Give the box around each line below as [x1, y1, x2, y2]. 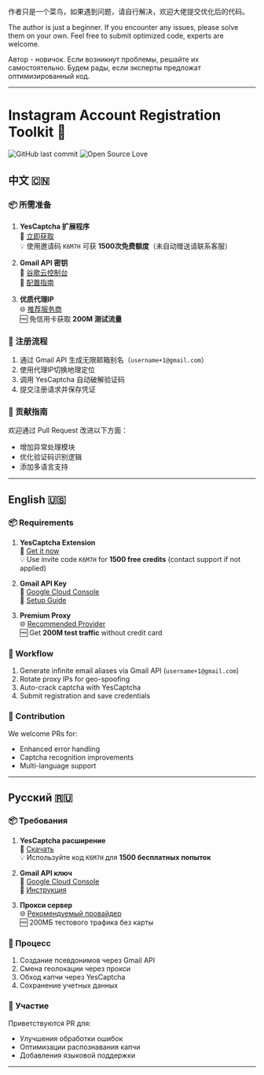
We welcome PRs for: [8, 728, 78, 738]
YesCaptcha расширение [19, 836, 106, 846]
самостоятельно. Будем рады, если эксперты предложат [8, 63, 202, 73]
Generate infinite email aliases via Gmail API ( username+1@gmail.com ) [19, 666, 240, 675]
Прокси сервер [19, 901, 73, 910]
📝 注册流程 [8, 336, 49, 347]
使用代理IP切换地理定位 [19, 365, 96, 374]
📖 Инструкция [19, 885, 67, 895]
